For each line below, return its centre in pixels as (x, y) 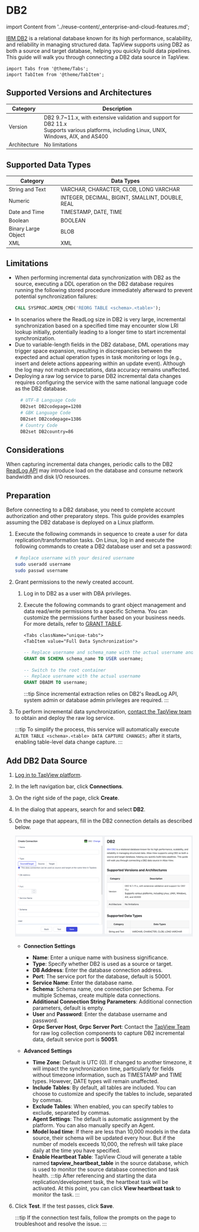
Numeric (19, 201)
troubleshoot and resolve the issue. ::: (61, 1224)
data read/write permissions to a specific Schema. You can (95, 611)
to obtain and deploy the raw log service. (65, 718)
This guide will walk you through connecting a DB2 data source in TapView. (98, 57)
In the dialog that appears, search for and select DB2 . (80, 809)
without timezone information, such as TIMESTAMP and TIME (107, 1075)
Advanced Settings (48, 1051)
